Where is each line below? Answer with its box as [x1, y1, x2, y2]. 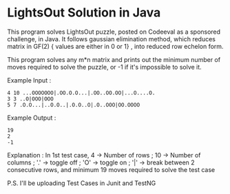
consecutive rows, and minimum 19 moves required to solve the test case [7, 165, 216, 173]
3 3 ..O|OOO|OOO [7, 95, 54, 103]
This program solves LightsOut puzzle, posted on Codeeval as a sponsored [7, 28, 221, 36]
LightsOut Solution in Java [7, 5, 161, 21]
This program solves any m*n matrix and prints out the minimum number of [7, 55, 221, 63]
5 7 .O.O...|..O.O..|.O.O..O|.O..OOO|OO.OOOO [7, 101, 140, 108]
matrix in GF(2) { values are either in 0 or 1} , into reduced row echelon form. [7, 42, 224, 50]
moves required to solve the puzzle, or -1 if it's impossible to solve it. [7, 63, 202, 71]
